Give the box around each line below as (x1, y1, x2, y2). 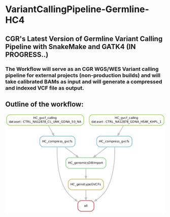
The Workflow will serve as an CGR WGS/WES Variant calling (5, 65, 159, 72)
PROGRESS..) (5, 50, 49, 59)
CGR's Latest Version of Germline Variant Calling (5, 34, 163, 43)
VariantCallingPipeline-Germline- (5, 4, 150, 15)
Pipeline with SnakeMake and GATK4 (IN (5, 42, 136, 51)
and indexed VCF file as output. (5, 84, 85, 92)
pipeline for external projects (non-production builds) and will (5, 72, 161, 79)
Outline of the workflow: (5, 100, 84, 108)
